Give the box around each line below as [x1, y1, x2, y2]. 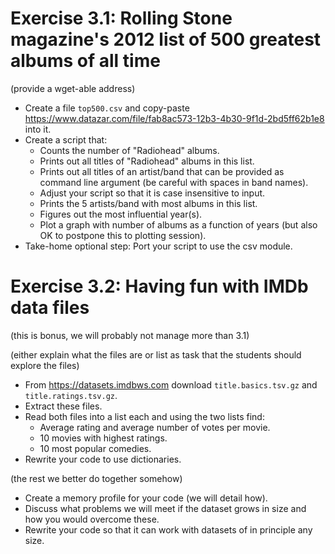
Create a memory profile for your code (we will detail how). [24, 492, 268, 504]
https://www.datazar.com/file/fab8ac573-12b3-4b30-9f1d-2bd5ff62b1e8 [24, 112, 325, 124]
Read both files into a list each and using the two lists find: [24, 410, 265, 422]
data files [10, 297, 90, 319]
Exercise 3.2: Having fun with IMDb [10, 275, 309, 298]
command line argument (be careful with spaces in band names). [39, 176, 309, 188]
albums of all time [10, 50, 161, 72]
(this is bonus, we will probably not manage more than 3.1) [10, 329, 250, 341]
